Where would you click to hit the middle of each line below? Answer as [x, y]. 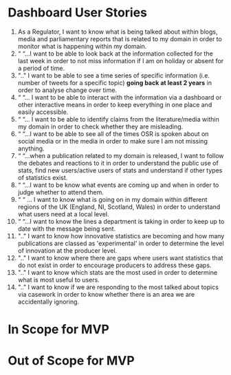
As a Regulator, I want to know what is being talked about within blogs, [118, 32]
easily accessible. [43, 112]
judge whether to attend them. [60, 192]
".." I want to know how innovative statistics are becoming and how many [121, 236]
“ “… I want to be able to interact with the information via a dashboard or [120, 97]
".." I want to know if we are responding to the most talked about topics [118, 287]
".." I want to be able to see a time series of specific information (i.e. [114, 75]
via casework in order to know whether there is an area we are [106, 294]
